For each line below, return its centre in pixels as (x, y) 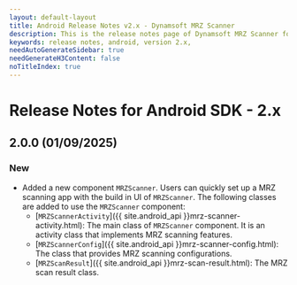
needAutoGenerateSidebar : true (67, 50)
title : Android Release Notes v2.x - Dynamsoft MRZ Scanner (122, 26)
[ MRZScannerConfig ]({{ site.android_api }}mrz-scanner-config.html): (157, 243)
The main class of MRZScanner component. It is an (176, 225)
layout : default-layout (53, 17)
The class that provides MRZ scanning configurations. (133, 253)
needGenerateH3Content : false (65, 58)
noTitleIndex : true (45, 67)
